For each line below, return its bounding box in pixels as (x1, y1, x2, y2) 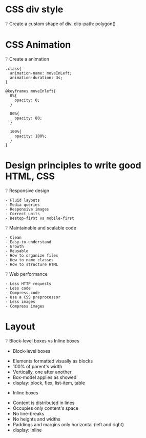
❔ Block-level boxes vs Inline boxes (5, 337, 79, 344)
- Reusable (5, 248, 29, 254)
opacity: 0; (14, 98, 40, 103)
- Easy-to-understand (5, 239, 52, 244)
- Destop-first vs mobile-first (5, 216, 74, 221)
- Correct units (5, 211, 40, 216)
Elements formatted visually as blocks (12, 358, 93, 364)
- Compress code (5, 290, 40, 295)
